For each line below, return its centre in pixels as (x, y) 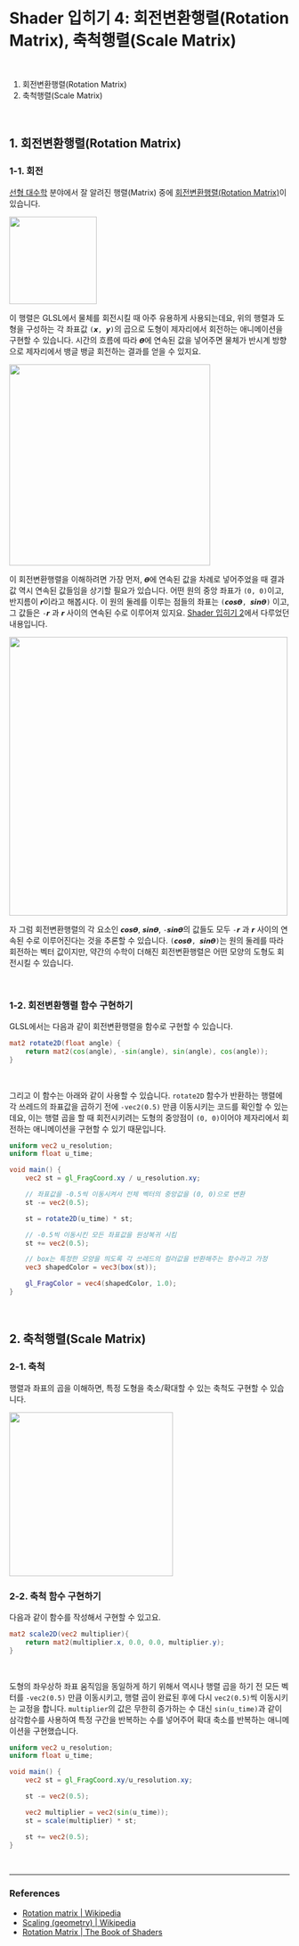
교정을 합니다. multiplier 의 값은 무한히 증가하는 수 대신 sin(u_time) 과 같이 (150, 1708)
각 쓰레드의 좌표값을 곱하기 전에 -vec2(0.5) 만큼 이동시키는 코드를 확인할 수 (141, 1106)
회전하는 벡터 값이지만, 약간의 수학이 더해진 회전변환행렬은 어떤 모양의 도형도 (142, 952)
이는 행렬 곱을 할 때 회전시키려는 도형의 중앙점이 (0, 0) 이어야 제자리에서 (154, 1117)
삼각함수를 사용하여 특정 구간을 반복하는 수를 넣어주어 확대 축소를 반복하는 (137, 1719)
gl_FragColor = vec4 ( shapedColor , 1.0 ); (101, 1284)
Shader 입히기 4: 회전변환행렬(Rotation (149, 18)
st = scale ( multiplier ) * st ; (81, 1820)
